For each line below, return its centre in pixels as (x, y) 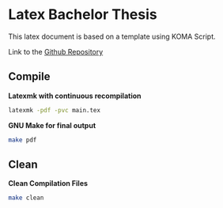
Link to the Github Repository (56, 51)
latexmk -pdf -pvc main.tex (55, 110)
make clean (26, 198)
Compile (29, 77)
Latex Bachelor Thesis (83, 15)
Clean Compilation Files (48, 183)
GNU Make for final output (52, 125)
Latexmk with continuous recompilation (75, 96)
